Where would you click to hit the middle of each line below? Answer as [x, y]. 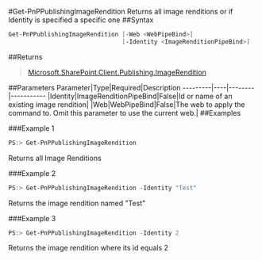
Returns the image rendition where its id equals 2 [89, 248]
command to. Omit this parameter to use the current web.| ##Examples [125, 113]
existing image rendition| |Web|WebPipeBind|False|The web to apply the [127, 104]
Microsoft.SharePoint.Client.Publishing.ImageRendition [117, 72]
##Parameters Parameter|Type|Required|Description [94, 87]
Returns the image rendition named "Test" [77, 203]
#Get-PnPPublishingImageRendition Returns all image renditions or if [121, 11]
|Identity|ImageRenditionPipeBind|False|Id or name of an [140, 96]
